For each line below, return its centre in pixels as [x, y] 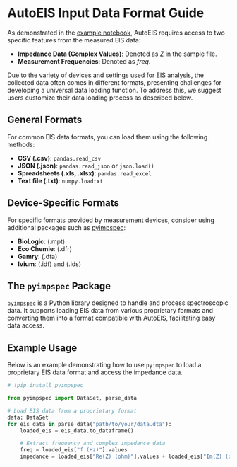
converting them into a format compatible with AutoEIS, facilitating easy [111, 318]
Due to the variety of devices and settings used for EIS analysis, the [106, 75]
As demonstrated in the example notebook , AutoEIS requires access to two [116, 33]
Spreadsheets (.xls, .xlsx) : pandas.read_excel [84, 173]
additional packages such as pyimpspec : [67, 227]
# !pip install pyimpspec [45, 386]
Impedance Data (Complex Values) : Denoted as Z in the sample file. [117, 54]
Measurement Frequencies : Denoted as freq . [84, 61]
